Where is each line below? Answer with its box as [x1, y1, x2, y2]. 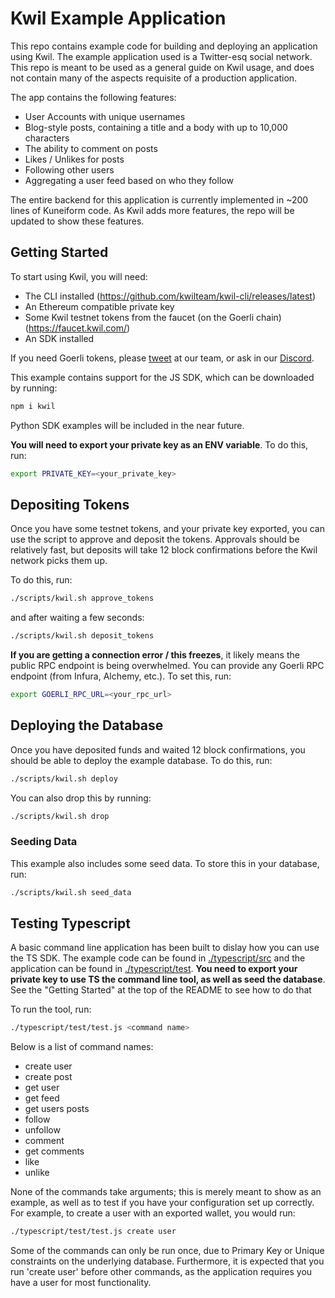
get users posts [24, 1103, 90, 1115]
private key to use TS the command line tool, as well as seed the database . [10, 973, 326, 986]
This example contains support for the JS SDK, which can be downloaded [10, 371, 315, 383]
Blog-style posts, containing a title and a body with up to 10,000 [24, 121, 288, 133]
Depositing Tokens [10, 496, 130, 513]
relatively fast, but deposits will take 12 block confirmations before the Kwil [10, 544, 318, 556]
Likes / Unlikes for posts [24, 153, 125, 165]
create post [24, 1071, 73, 1083]
